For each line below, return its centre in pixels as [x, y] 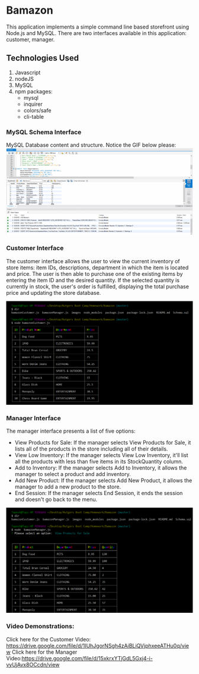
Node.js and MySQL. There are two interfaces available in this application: [96, 33]
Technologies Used [42, 58]
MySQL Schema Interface [44, 132]
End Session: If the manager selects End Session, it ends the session [99, 493]
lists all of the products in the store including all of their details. [91, 449]
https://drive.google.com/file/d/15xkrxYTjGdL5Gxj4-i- [87, 658]
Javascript [28, 73]
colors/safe [37, 110]
